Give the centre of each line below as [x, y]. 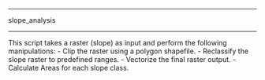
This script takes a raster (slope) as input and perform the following [118, 43]
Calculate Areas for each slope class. [69, 68]
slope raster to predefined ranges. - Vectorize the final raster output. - [122, 59]
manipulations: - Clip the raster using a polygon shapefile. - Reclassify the [129, 51]
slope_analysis [32, 20]
